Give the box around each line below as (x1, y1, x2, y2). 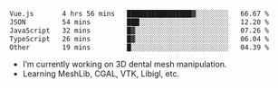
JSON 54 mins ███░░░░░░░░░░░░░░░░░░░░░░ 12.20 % (9, 17, 270, 27)
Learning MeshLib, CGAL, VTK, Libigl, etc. (22, 68, 179, 79)
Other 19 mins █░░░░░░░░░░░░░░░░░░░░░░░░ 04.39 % (9, 42, 270, 52)
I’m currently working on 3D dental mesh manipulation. (22, 59, 227, 70)
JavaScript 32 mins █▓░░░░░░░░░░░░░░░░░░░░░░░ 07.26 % (9, 26, 270, 35)
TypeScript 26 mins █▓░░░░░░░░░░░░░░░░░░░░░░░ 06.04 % (9, 34, 270, 43)
